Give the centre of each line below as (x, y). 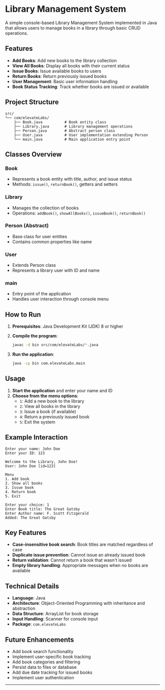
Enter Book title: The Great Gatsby (42, 509)
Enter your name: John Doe (33, 449)
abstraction (24, 608)
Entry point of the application (41, 294)
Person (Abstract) (27, 226)
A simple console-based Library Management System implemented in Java (81, 23)
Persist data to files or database (44, 667)
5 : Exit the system (37, 422)
